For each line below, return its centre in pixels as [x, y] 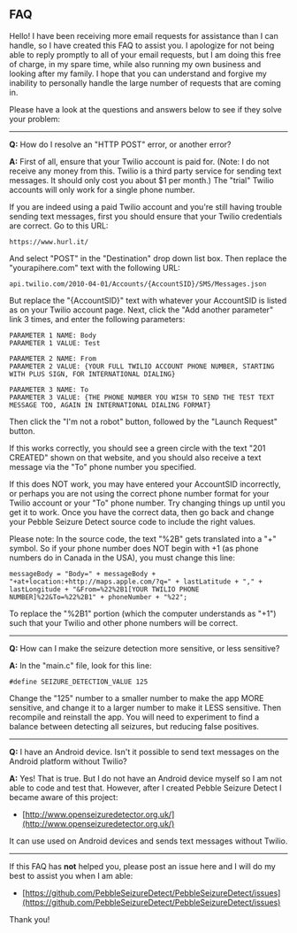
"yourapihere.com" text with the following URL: [95, 267]
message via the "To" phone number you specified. [103, 466]
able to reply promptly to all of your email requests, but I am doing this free [145, 54]
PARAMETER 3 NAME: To [49, 389]
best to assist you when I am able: [71, 875]
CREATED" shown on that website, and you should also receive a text [135, 457]
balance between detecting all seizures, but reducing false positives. [134, 726]
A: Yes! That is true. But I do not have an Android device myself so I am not [146, 778]
